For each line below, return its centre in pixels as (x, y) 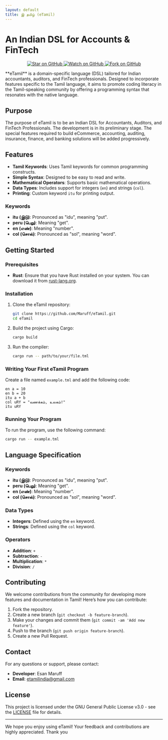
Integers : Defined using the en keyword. (54, 521)
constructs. (24, 172)
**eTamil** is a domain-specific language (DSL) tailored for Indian (73, 74)
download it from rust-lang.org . (45, 281)
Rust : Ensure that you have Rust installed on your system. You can (81, 275)
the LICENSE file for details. (34, 712)
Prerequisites (22, 264)
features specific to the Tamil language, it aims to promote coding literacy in (83, 84)
